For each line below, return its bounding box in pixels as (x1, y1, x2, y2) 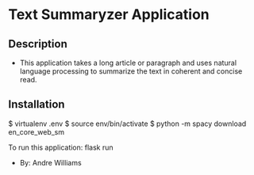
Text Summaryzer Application (8, 6, 210, 24)
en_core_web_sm (8, 127, 65, 136)
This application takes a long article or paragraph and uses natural (19, 58, 237, 67)
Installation (8, 97, 65, 112)
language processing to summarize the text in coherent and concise (19, 67, 243, 76)
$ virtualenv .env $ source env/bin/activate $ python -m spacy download (8, 119, 247, 128)
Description (8, 37, 67, 51)
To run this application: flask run (8, 143, 114, 152)
